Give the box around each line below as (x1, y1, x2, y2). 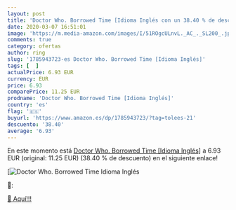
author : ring (7, 50, 46, 57)
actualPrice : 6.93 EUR (7, 69, 74, 76)
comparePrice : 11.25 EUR (7, 88, 80, 95)
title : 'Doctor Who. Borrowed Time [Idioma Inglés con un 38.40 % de (7, 17, 216, 24)
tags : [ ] (7, 62, 39, 69)
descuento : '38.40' (7, 120, 65, 128)
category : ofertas (7, 43, 61, 50)
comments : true (7, 36, 52, 43)
